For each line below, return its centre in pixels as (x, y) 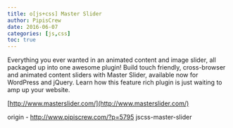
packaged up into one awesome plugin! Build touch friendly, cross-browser (116, 68)
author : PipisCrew (34, 20)
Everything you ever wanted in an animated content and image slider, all (112, 60)
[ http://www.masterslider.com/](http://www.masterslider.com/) (98, 103)
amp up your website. (39, 90)
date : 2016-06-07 (33, 27)
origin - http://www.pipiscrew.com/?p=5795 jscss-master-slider (100, 117)
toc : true (22, 40)
